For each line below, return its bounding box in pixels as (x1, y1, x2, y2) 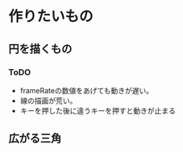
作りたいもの (8, 7, 94, 26)
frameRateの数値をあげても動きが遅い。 (19, 85, 154, 95)
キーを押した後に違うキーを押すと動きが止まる (19, 105, 176, 115)
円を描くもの (8, 42, 73, 55)
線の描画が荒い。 (19, 96, 77, 105)
